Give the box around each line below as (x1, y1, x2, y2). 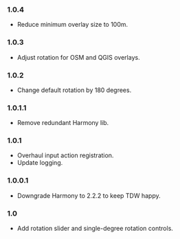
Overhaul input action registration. (16, 151, 114, 159)
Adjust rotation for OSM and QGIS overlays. (16, 53, 140, 61)
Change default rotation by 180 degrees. (16, 86, 132, 94)
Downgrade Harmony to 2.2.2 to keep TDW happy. (16, 191, 161, 200)
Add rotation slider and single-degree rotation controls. (16, 225, 174, 233)
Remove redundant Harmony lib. (16, 119, 109, 127)
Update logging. (16, 159, 63, 167)
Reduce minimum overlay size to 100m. (16, 21, 128, 29)
